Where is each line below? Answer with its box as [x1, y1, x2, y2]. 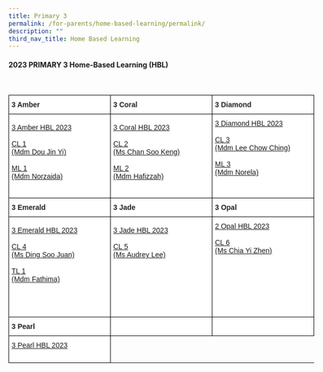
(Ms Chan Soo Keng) [113, 147, 181, 157]
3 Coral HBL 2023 [113, 123, 170, 133]
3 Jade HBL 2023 [113, 225, 168, 235]
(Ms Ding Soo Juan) [11, 250, 75, 260]
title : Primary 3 [8, 11, 68, 20]
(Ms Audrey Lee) [113, 250, 166, 260]
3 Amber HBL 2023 [11, 123, 72, 133]
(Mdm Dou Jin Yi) [11, 147, 67, 157]
